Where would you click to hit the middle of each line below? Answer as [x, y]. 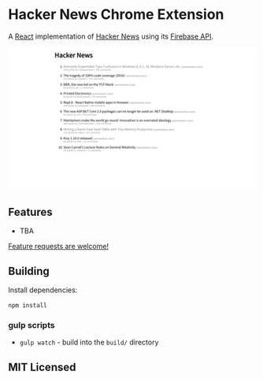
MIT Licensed [42, 367]
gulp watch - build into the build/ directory [89, 342]
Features [30, 212]
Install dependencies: [43, 290]
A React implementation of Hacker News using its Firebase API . [111, 36]
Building [29, 271]
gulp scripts [31, 325]
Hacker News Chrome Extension [116, 15]
